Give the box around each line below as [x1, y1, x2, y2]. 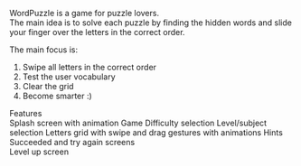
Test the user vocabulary [22, 71, 116, 82]
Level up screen [9, 146, 70, 157]
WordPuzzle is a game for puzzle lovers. [9, 8, 160, 18]
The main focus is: [9, 44, 79, 55]
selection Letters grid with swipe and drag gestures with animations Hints [9, 127, 283, 138]
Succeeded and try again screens [9, 137, 136, 147]
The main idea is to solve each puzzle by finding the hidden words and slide [9, 17, 292, 28]
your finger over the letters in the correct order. [9, 27, 185, 37]
